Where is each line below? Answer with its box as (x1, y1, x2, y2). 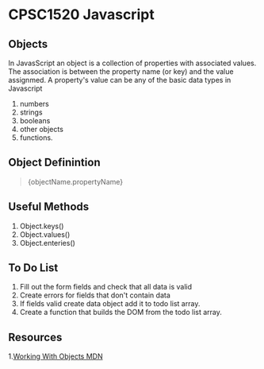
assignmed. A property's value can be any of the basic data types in (8, 76, 231, 84)
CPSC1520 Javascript (8, 6, 155, 24)
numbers (19, 99, 50, 108)
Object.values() (19, 229, 71, 239)
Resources (8, 330, 63, 344)
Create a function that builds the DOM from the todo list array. (19, 308, 222, 317)
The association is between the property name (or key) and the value (8, 67, 234, 76)
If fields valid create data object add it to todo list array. (19, 299, 201, 309)
